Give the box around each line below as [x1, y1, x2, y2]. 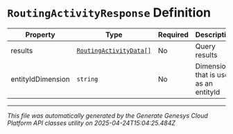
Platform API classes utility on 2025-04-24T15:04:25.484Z [7, 119, 175, 127]
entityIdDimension [10, 74, 71, 84]
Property [25, 30, 55, 39]
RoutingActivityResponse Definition [7, 5, 212, 21]
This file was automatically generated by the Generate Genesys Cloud [7, 111, 208, 119]
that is [195, 70, 216, 79]
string [76, 75, 98, 83]
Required [158, 30, 189, 39]
